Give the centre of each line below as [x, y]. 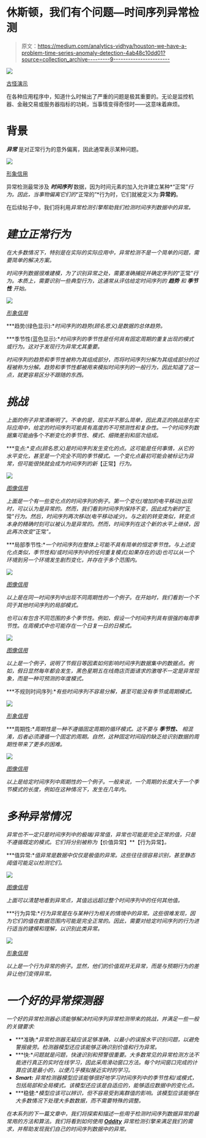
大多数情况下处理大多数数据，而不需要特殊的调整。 [79, 1100]
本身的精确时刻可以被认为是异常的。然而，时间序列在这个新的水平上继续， [100, 524]
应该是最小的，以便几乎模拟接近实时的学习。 [77, 1070]
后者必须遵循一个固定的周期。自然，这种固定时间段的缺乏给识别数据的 [105, 736]
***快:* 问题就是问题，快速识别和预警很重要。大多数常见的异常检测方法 [104, 1054]
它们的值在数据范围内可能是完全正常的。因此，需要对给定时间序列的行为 [102, 921]
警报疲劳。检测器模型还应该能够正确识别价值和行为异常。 [87, 1047]
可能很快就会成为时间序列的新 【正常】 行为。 [79, 463]
